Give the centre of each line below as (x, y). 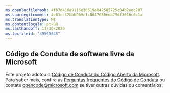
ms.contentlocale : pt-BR (32, 24)
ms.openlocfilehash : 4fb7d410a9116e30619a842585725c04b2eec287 (74, 10)
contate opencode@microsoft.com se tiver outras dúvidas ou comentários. (84, 85)
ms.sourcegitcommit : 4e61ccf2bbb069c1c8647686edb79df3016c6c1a (74, 15)
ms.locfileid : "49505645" (33, 34)
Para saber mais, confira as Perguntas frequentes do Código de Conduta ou (85, 80)
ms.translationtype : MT (31, 19)
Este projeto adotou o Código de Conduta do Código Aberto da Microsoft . (83, 74)
